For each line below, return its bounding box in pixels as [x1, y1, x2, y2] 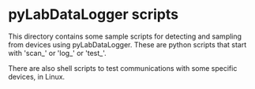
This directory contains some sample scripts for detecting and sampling [8, 32, 242, 41]
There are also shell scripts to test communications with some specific [8, 63, 238, 72]
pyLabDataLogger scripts [8, 6, 179, 24]
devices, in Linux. [8, 72, 66, 81]
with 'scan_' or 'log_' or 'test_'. [8, 48, 107, 57]
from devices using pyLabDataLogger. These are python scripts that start [8, 39, 247, 49]
